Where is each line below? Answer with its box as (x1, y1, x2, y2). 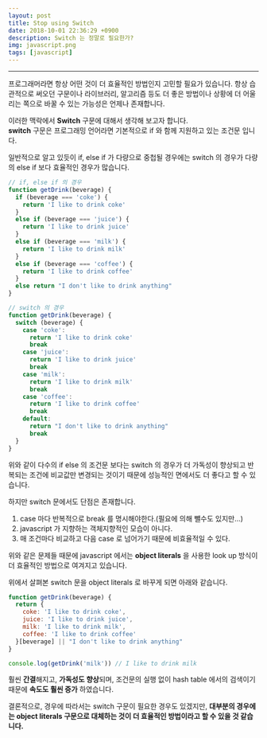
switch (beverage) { (15, 318, 83, 326)
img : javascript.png (8, 41, 77, 49)
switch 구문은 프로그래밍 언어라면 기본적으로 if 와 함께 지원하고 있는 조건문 (8, 126, 241, 135)
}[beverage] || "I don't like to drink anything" (15, 638, 183, 646)
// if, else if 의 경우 (8, 178, 82, 186)
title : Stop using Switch (8, 19, 94, 27)
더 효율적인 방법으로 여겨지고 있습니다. (8, 560, 127, 570)
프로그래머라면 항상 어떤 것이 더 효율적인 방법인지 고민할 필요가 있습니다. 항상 (8, 79, 248, 88)
